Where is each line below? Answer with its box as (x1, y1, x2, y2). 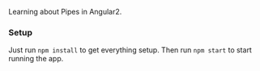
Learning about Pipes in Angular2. (8, 7, 122, 16)
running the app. (8, 54, 64, 64)
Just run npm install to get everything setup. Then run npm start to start (8, 45, 253, 55)
